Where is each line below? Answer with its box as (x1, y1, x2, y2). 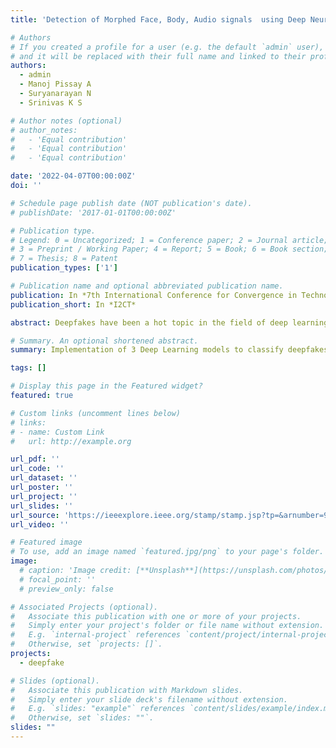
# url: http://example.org (10, 436, 132, 446)
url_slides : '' (10, 501, 74, 511)
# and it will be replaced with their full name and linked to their (10, 51, 307, 61)
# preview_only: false (19, 584, 114, 594)
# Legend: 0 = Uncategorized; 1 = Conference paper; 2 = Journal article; (10, 235, 329, 245)
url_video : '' (10, 519, 70, 530)
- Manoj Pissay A (19, 79, 92, 90)
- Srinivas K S (19, 97, 83, 108)
